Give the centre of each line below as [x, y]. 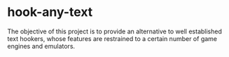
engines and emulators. [41, 46]
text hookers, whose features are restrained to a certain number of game [112, 38]
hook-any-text [50, 12]
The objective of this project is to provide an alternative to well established [115, 31]
